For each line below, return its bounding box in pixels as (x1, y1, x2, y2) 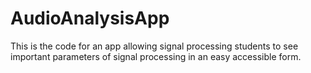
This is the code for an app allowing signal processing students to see (10, 40, 299, 52)
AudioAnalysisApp (10, 7, 170, 30)
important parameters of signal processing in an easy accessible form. (10, 50, 302, 62)
